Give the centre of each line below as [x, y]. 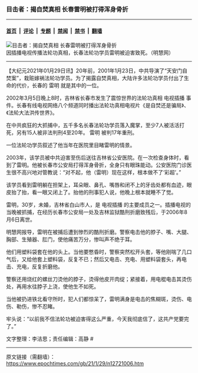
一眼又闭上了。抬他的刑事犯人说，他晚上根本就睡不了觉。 [107, 192]
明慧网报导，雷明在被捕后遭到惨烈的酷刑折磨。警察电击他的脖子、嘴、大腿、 [99, 232]
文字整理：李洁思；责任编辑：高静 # [50, 339]
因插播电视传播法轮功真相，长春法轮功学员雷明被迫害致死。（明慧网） [90, 52]
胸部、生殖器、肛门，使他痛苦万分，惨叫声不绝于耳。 [71, 239]
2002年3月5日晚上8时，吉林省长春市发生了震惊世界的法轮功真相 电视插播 [95, 98]
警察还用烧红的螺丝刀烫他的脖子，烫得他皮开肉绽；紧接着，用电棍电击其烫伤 [99, 279]
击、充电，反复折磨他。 [34, 266]
